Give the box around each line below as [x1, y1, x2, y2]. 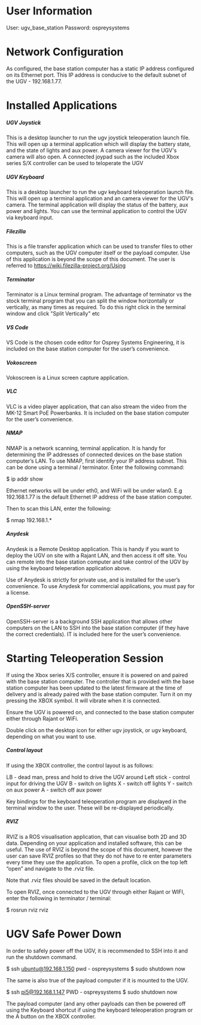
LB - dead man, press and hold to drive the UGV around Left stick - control [6, 773, 190, 781]
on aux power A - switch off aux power [6, 786, 102, 793]
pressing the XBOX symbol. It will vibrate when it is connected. [6, 697, 161, 704]
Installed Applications [6, 99, 118, 112]
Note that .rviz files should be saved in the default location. [6, 876, 151, 883]
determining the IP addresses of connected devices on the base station [6, 451, 182, 458]
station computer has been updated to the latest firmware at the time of [6, 684, 182, 691]
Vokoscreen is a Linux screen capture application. [6, 374, 129, 381]
